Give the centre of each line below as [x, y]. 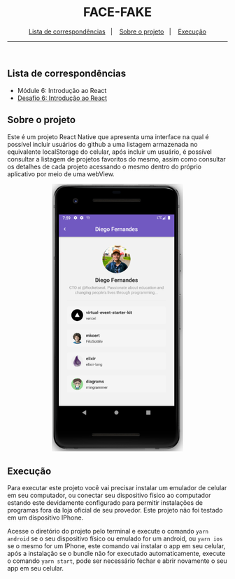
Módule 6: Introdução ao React [62, 90]
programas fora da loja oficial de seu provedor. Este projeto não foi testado [115, 510]
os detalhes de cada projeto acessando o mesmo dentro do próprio [104, 166]
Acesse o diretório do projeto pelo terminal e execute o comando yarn [108, 531]
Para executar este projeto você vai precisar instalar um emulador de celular [117, 488]
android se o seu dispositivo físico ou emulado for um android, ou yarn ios [115, 538]
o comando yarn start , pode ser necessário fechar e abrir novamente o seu [117, 561]
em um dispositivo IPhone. [45, 517]
